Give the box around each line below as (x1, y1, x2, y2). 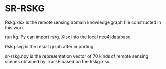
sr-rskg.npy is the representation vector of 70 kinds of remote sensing (5, 53, 149, 59)
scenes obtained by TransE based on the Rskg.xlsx (5, 58, 110, 64)
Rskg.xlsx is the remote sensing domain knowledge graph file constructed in (5, 19, 161, 25)
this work (5, 24, 24, 30)
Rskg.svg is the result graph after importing (5, 43, 94, 49)
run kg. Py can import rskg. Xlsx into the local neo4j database (5, 34, 131, 40)
